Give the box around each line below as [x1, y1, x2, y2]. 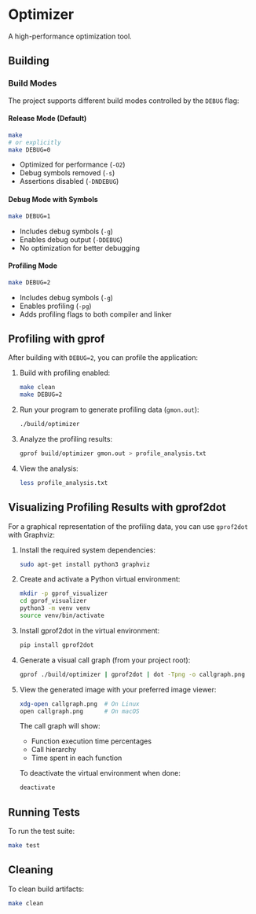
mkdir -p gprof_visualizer [19, 589, 108, 598]
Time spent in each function [31, 753, 123, 763]
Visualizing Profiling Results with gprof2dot [8, 501, 226, 514]
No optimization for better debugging [19, 243, 140, 252]
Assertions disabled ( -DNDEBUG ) [19, 177, 119, 186]
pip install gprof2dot [19, 641, 94, 649]
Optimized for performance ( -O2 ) [19, 160, 126, 170]
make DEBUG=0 [8, 145, 51, 154]
